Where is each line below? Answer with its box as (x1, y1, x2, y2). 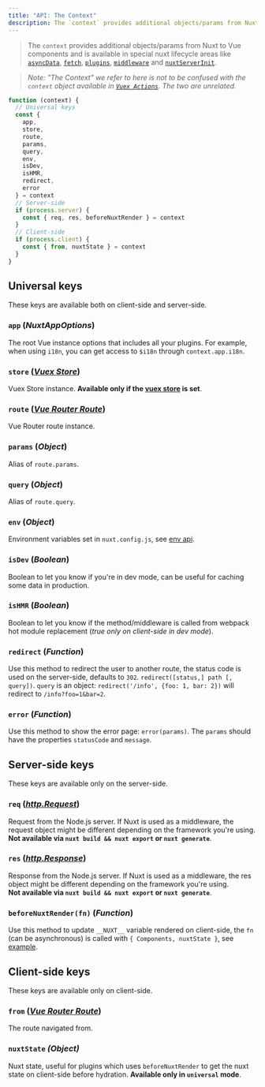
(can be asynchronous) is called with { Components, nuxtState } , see (8, 934, 234, 943)
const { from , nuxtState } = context (22, 243, 147, 251)
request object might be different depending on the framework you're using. (8, 825, 256, 835)
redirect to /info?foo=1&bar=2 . (8, 689, 106, 699)
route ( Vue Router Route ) (8, 403, 106, 414)
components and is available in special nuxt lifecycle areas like (27, 49, 231, 58)
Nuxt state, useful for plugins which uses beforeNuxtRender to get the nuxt (8, 1061, 249, 1070)
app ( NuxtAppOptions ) (8, 320, 95, 331)
